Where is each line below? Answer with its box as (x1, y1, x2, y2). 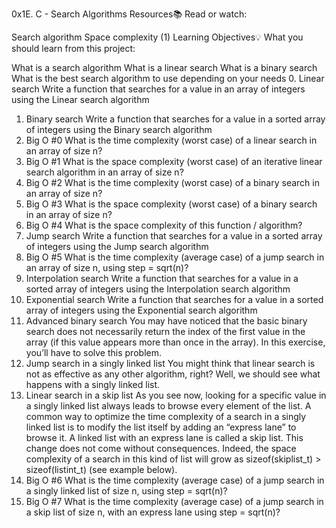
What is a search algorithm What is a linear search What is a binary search (11, 62, 318, 73)
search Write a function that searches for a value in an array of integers (11, 83, 306, 95)
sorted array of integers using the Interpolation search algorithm (25, 283, 291, 295)
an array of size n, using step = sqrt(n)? (25, 262, 189, 273)
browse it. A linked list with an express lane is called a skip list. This (25, 432, 304, 443)
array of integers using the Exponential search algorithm (25, 304, 258, 316)
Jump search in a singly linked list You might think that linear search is (25, 358, 316, 369)
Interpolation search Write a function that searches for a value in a (25, 273, 299, 284)
